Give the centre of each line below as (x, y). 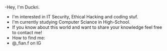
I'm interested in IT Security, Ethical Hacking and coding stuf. (75, 17)
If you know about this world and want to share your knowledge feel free (87, 27)
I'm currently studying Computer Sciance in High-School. (71, 22)
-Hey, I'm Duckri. (22, 7)
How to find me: (29, 38)
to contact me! (27, 32)
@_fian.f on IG (26, 43)
